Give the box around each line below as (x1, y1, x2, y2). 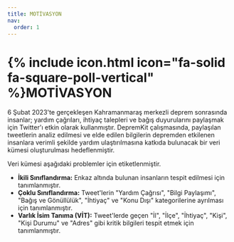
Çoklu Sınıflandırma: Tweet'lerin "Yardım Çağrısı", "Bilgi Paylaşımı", (17, 189, 217, 197)
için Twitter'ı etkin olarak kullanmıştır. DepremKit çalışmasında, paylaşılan (7, 123, 222, 132)
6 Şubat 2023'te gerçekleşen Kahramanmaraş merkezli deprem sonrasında (7, 108, 228, 117)
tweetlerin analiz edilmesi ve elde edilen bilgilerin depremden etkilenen (7, 131, 216, 140)
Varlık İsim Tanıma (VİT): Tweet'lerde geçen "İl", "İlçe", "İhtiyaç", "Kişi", (17, 211, 228, 220)
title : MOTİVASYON (7, 10, 62, 18)
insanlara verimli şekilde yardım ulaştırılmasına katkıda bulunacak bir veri (7, 138, 220, 147)
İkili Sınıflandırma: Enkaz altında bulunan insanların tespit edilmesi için (17, 174, 225, 182)
